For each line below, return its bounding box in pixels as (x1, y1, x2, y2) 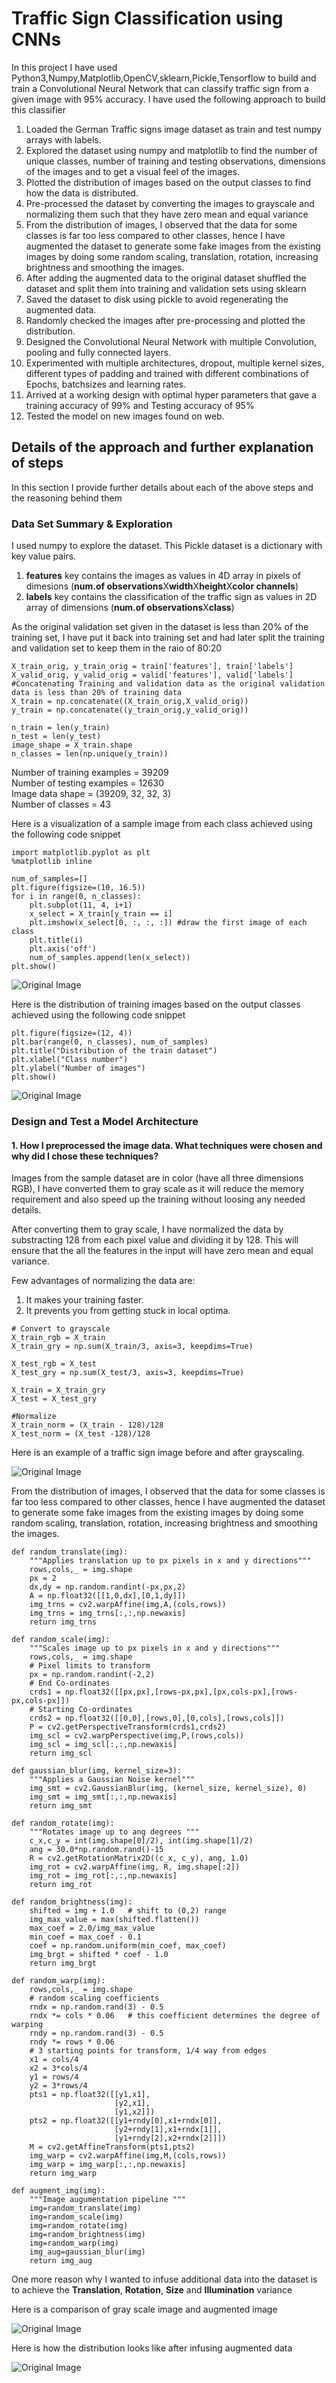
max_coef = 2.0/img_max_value (29, 1923, 156, 1934)
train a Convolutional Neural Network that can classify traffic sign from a (11, 82, 309, 94)
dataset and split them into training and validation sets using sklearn (25, 282, 307, 294)
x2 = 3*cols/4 (29, 2063, 88, 2074)
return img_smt (29, 1801, 93, 1811)
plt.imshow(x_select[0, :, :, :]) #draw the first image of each (29, 918, 308, 928)
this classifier (11, 103, 67, 116)
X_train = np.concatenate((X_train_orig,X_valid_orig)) (11, 697, 249, 707)
